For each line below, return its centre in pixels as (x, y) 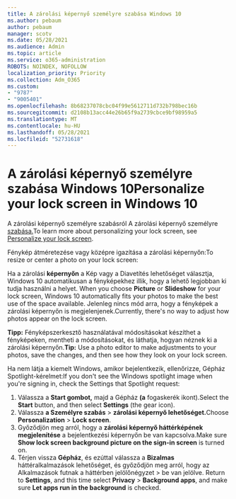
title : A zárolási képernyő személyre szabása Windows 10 (94, 14)
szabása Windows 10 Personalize (106, 189)
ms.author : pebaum (34, 21)
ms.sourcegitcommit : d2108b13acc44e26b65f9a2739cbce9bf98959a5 (102, 113)
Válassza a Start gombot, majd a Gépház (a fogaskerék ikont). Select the (123, 398)
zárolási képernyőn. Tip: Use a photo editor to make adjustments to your (112, 348)
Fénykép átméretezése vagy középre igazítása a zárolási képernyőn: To (111, 253)
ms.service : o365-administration (57, 60)
